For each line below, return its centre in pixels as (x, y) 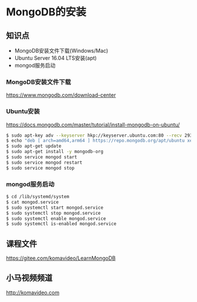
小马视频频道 (29, 278)
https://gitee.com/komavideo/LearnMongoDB (61, 258)
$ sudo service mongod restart (44, 162)
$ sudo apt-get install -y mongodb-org (55, 152)
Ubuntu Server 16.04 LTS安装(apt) (55, 58)
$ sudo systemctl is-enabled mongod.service (61, 224)
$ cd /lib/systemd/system (38, 197)
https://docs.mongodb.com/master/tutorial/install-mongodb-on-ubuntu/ (93, 124)
